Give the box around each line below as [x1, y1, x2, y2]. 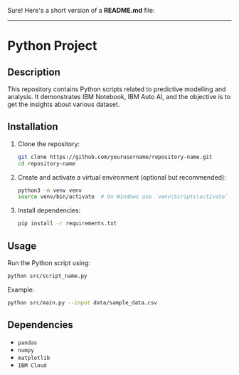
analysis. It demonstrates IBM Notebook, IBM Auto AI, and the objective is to [7, 93, 231, 101]
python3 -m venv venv [17, 187, 83, 194]
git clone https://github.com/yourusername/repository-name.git [17, 153, 213, 160]
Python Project [7, 38, 97, 54]
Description [7, 66, 60, 78]
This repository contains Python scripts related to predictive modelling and [7, 85, 226, 93]
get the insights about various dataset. [7, 100, 120, 108]
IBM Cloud [17, 361, 48, 369]
